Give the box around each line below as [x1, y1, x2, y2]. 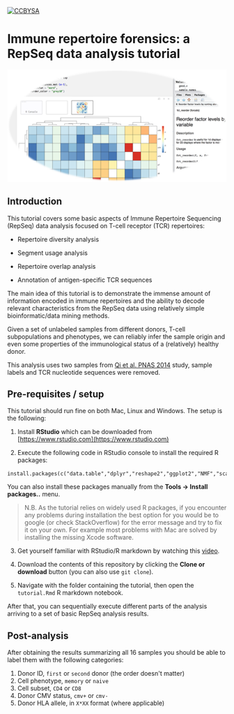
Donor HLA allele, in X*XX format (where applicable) [17, 699, 165, 708]
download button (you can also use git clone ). [17, 567, 154, 576]
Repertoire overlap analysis [17, 262, 96, 270]
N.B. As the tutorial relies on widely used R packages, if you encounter [24, 503, 227, 512]
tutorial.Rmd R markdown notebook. [17, 588, 124, 597]
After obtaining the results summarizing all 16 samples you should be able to [7, 648, 226, 657]
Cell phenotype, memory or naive [17, 677, 109, 685]
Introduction [7, 195, 63, 207]
